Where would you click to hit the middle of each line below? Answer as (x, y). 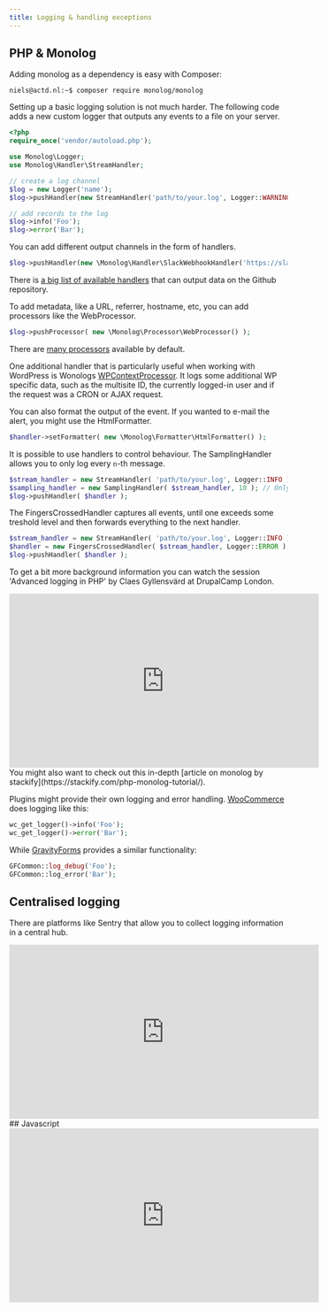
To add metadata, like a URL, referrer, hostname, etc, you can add (129, 307)
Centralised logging (65, 902)
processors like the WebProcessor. (73, 316)
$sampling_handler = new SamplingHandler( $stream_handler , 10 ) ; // (140, 487)
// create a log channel (55, 181)
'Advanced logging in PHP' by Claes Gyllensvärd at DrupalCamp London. (142, 581)
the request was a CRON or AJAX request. (86, 394)
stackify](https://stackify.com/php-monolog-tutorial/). (107, 782)
